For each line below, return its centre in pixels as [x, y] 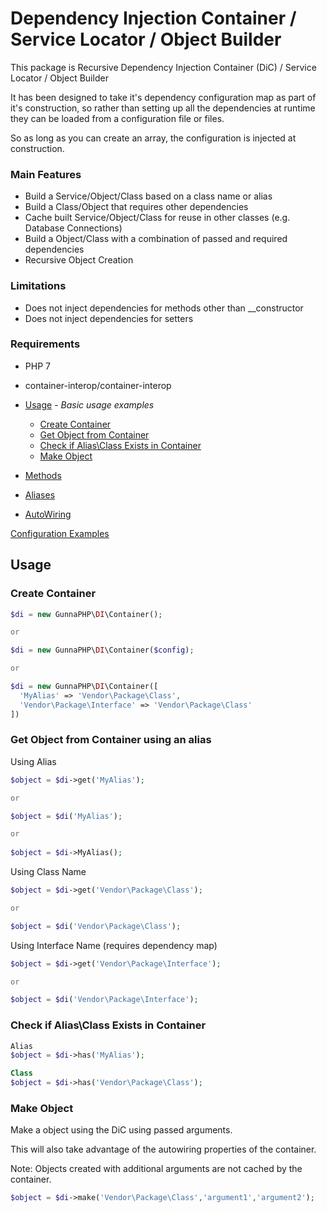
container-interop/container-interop [98, 385]
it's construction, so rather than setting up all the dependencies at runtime [163, 108]
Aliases [40, 494]
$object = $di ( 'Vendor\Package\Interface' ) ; [104, 1000]
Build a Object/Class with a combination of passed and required [156, 239]
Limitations [38, 286]
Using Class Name [48, 872]
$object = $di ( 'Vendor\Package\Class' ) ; [96, 926]
